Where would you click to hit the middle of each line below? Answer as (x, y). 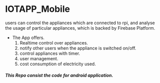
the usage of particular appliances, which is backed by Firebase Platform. (80, 28)
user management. (39, 58)
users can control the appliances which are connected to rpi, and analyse (80, 23)
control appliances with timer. (50, 53)
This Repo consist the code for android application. (59, 75)
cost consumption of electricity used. (58, 64)
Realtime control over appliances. (54, 42)
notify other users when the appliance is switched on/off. (78, 48)
